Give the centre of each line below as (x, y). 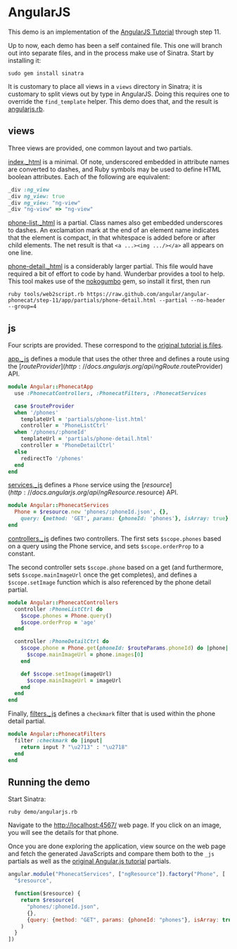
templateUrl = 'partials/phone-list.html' (84, 419)
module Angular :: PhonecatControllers (63, 602)
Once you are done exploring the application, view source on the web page (117, 846)
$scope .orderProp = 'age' (59, 622)
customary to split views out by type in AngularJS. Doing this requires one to (119, 94)
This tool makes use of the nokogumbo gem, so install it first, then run (109, 281)
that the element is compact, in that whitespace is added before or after (112, 238)
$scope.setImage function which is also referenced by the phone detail (110, 582)
